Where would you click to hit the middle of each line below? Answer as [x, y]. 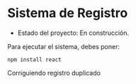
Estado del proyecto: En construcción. [73, 33]
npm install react [34, 59]
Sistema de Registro [68, 13]
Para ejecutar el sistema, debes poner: [64, 46]
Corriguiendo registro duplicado [54, 73]
